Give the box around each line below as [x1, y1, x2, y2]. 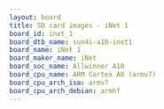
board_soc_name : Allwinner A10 [9, 62, 125, 71]
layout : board [9, 12, 62, 22]
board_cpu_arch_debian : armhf [9, 86, 121, 95]
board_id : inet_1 [9, 29, 74, 38]
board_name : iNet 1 [9, 46, 82, 54]
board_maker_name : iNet [9, 54, 98, 62]
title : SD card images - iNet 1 [9, 21, 129, 30]
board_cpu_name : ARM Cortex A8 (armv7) [9, 70, 157, 79]
